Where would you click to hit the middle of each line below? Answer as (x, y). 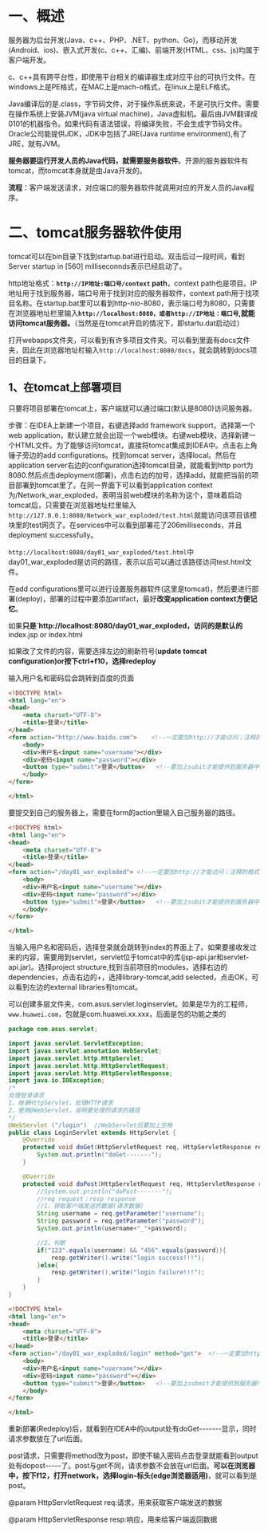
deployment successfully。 (53, 534)
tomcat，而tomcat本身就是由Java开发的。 (77, 170)
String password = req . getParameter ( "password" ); (121, 1221)
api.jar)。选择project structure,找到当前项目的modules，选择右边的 (118, 967)
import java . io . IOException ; (57, 1081)
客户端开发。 (29, 60)
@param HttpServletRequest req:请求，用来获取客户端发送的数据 (115, 1502)
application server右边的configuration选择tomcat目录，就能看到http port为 (131, 465)
